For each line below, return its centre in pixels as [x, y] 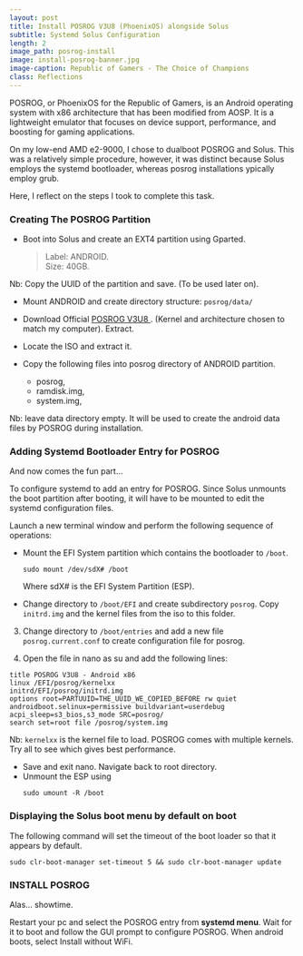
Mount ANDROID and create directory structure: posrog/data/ [137, 301]
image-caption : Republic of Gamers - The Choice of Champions [129, 69]
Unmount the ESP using [67, 776]
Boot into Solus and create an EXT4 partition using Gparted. [134, 239]
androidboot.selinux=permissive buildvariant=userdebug [117, 707]
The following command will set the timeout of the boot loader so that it [143, 835]
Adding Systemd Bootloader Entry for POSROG [115, 451]
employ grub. [34, 178]
